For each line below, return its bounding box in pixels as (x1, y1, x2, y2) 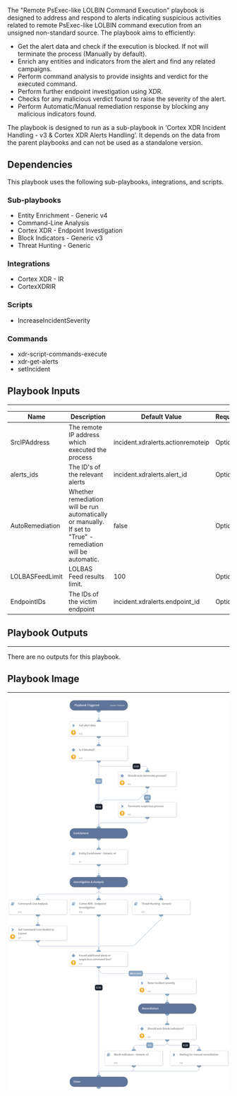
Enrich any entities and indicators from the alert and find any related (17, 57, 216, 66)
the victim (68, 597, 97, 606)
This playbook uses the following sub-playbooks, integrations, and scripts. (7, 177, 224, 186)
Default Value (140, 412, 182, 421)
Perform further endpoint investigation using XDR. (17, 88, 164, 95)
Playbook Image (7, 673, 80, 685)
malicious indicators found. (17, 109, 97, 118)
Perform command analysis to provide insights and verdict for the (17, 72, 208, 81)
